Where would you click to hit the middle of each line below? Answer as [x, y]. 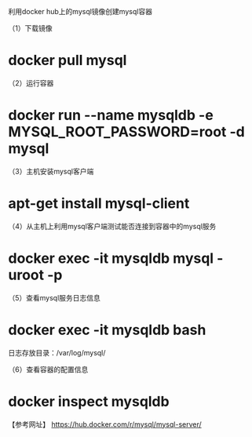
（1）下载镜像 [30, 28]
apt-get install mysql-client [99, 204]
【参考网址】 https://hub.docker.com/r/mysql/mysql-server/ [105, 424]
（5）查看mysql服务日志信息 [54, 297]
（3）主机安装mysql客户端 [51, 171]
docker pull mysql [68, 60]
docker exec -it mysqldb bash [107, 330]
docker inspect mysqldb [89, 401]
